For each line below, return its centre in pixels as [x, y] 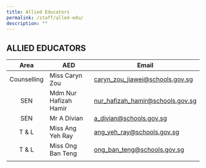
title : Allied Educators [38, 12]
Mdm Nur [63, 93]
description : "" [27, 23]
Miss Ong [63, 146]
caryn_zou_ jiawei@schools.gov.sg [143, 79]
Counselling [27, 79]
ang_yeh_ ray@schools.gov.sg [137, 132]
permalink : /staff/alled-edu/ [45, 18]
